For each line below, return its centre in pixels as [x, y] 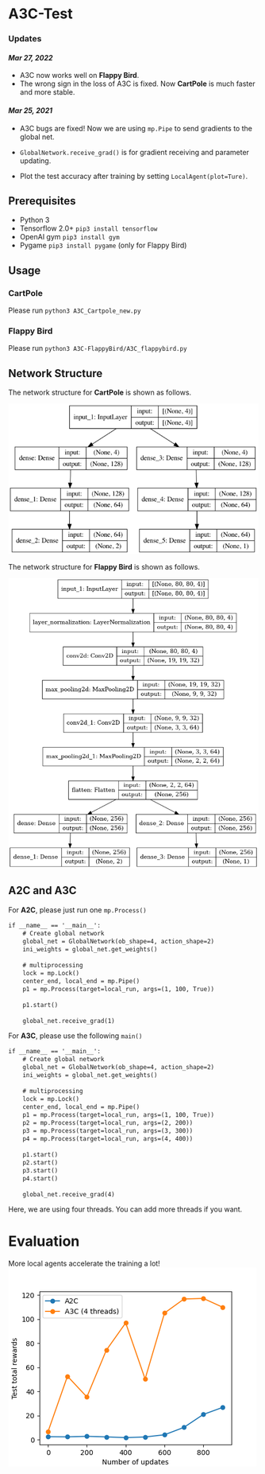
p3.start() [40, 1170]
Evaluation [44, 1241]
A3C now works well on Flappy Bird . [79, 76]
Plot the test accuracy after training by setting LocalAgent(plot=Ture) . [134, 176]
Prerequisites [42, 201]
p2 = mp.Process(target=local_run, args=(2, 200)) [108, 1122]
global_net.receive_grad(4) [69, 1194]
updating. [35, 161]
